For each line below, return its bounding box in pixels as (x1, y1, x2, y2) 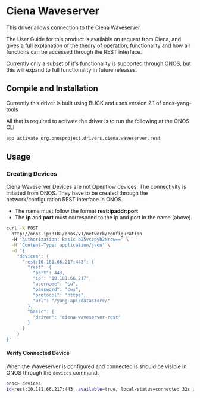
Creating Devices (6, 169, 58, 177)
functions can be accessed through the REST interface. (6, 48, 142, 55)
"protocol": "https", (32, 292, 86, 298)
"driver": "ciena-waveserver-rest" (32, 314, 121, 320)
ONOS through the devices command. (6, 369, 99, 376)
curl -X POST (6, 225, 39, 231)
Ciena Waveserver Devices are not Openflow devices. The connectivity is (6, 183, 186, 191)
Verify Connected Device (6, 350, 70, 357)
